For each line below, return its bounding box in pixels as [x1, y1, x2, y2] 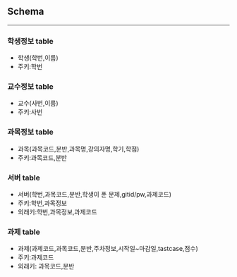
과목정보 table [7, 127, 54, 137]
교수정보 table [7, 82, 54, 92]
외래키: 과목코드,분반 [17, 262, 75, 271]
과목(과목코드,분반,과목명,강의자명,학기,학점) [17, 144, 140, 153]
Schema [7, 6, 44, 18]
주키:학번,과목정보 [17, 199, 67, 207]
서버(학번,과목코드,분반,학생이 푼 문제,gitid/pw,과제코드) [17, 190, 171, 198]
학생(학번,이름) [17, 54, 59, 62]
